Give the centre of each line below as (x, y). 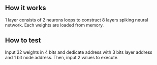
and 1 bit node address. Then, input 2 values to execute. (62, 57)
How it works (26, 8)
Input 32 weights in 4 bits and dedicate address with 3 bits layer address (79, 52)
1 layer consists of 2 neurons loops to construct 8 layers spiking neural (77, 20)
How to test (23, 40)
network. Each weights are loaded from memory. (55, 25)
